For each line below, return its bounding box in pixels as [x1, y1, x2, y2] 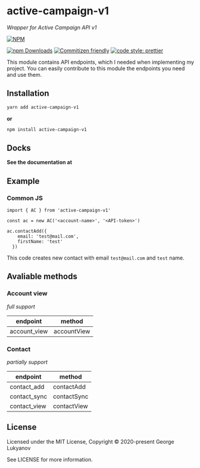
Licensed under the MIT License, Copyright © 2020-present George [7, 438, 174, 445]
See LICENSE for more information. [7, 455, 93, 463]
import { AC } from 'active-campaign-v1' [7, 207, 111, 213]
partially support [7, 358, 48, 366]
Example [7, 176, 40, 186]
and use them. [7, 71, 42, 78]
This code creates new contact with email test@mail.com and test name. [7, 254, 185, 261]
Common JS [7, 194, 43, 202]
